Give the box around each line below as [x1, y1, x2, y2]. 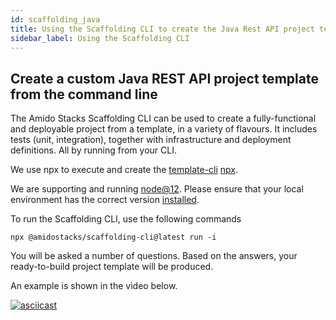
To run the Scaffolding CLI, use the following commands [10, 213, 242, 225]
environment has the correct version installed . [10, 194, 200, 206]
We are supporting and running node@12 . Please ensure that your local [10, 183, 304, 195]
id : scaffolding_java [10, 14, 101, 25]
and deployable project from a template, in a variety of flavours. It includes [10, 123, 318, 135]
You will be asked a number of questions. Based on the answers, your [10, 250, 298, 262]
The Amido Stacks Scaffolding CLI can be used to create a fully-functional [10, 112, 317, 125]
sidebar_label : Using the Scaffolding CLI [10, 33, 190, 43]
